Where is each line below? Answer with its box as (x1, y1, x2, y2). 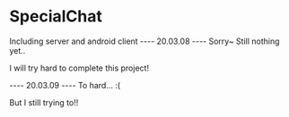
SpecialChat (9, 6, 103, 27)
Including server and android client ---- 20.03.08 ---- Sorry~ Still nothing (9, 36, 280, 46)
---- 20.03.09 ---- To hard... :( (9, 79, 121, 90)
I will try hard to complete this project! (9, 63, 150, 73)
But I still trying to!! (9, 96, 79, 108)
